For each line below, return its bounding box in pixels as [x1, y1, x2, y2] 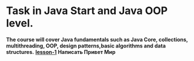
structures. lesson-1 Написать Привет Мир [6, 48, 116, 55]
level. [6, 16, 34, 30]
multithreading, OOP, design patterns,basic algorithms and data [6, 42, 166, 49]
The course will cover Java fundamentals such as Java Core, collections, [6, 36, 188, 43]
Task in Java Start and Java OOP [6, 4, 168, 18]
